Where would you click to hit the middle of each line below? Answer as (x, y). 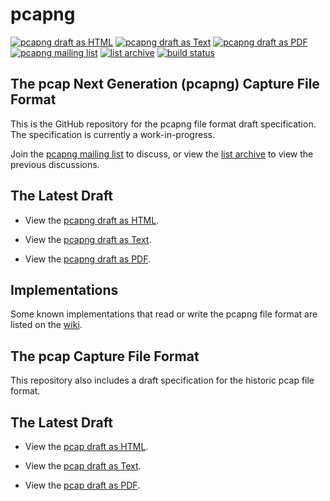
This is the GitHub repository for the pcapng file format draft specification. (163, 124)
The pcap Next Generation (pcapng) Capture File (165, 84)
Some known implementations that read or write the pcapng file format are (164, 314)
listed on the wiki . (46, 325)
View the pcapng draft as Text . (88, 239)
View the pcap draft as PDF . (82, 485)
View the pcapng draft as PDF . (88, 259)
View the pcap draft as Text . (83, 466)
